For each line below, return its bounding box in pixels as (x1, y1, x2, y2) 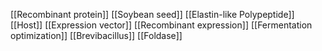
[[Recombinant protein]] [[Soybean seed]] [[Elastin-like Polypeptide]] (10, 9, 295, 20)
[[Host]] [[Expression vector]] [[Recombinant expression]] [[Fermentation (10, 19, 313, 31)
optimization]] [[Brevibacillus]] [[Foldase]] (10, 30, 183, 41)
